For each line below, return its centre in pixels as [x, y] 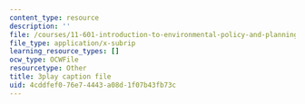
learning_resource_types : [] [64, 52]
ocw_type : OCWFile [44, 60]
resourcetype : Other [49, 69]
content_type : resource [54, 18]
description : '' [40, 26]
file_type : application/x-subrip [73, 43]
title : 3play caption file [60, 77]
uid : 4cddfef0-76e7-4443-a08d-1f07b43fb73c [93, 85]
